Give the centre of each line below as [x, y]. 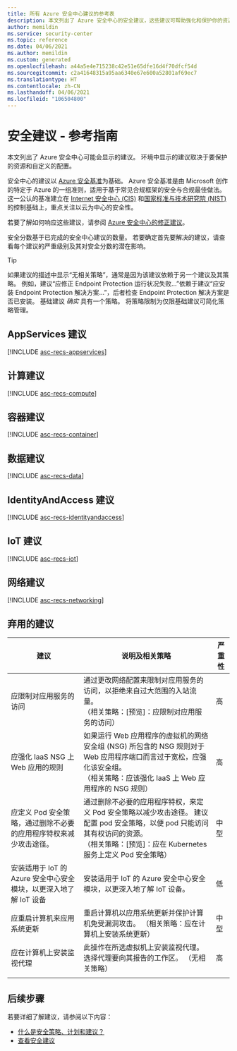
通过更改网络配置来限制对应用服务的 [144, 680]
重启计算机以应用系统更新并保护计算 [144, 913]
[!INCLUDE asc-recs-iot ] [43, 559]
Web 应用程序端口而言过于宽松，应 [141, 757]
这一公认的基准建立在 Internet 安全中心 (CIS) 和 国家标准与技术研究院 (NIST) [117, 198]
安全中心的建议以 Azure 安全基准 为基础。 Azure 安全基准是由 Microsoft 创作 [117, 181]
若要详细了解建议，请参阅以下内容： [60, 1017]
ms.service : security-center [50, 34]
